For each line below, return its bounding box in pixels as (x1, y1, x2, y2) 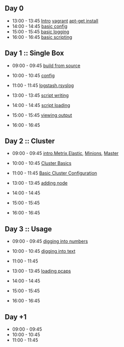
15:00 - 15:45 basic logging (12, 28, 69, 35)
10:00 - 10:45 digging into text (12, 248, 76, 254)
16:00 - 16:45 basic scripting (12, 34, 72, 40)
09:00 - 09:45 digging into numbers (12, 238, 88, 245)
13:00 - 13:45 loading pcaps (12, 268, 71, 274)
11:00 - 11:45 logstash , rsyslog (12, 82, 75, 89)
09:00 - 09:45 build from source (12, 62, 81, 69)
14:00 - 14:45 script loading (12, 102, 70, 108)
